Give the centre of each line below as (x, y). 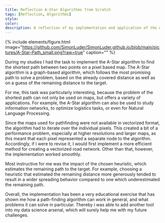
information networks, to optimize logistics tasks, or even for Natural (74, 108)
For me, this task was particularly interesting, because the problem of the (79, 93)
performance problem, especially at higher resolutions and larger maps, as (81, 133)
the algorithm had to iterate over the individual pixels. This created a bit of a (82, 128)
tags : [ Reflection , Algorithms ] (38, 14)
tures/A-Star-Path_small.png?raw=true (44, 53)
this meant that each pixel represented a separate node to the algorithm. (78, 139)
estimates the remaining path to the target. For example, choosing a (74, 169)
